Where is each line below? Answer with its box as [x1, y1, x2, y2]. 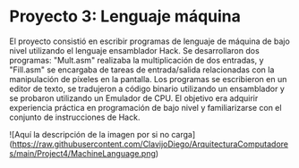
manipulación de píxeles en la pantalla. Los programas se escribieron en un [9, 73, 287, 84]
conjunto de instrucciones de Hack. [9, 112, 141, 122]
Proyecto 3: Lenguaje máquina [9, 6, 242, 27]
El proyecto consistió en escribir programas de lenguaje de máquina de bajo [9, 36, 291, 46]
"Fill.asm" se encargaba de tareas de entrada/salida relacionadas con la [9, 64, 275, 75]
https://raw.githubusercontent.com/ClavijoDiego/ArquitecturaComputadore [12, 139, 289, 149]
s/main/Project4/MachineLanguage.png [9, 147, 157, 158]
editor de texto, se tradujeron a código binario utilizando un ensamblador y [9, 83, 285, 94]
